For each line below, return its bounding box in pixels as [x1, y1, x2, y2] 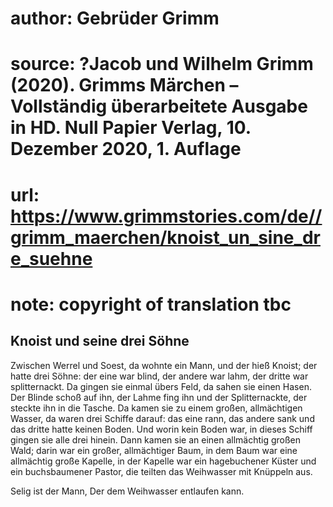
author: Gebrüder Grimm [10, 7, 220, 30]
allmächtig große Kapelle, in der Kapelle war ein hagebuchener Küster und [10, 455, 317, 467]
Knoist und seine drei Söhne [10, 333, 190, 350]
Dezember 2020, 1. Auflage [10, 138, 242, 161]
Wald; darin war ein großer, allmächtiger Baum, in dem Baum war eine [10, 444, 298, 456]
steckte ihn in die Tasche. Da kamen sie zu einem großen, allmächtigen [10, 402, 303, 414]
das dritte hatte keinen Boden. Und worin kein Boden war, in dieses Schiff [10, 423, 313, 435]
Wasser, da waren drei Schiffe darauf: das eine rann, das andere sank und [10, 412, 315, 424]
